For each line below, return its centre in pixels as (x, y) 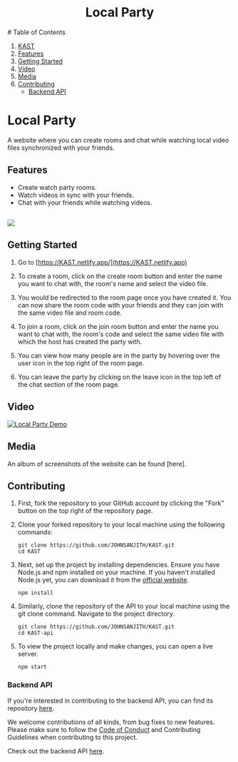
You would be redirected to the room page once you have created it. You (124, 298)
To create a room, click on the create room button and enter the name (120, 276)
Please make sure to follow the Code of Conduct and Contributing (104, 729)
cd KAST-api (35, 633)
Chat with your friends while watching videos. (85, 202)
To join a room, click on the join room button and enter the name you (118, 326)
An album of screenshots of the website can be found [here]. (97, 464)
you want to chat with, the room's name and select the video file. (113, 283)
